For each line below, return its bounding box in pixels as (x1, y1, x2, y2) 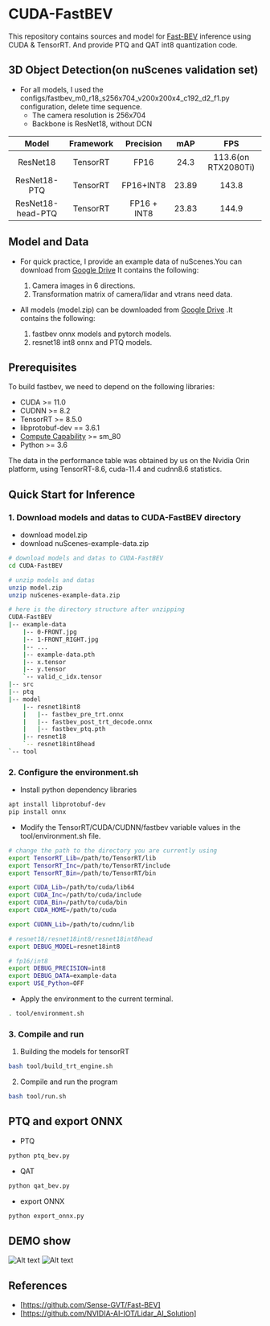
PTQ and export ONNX (8, 1115, 123, 1128)
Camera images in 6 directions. (31, 281, 136, 290)
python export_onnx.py (8, 1212, 84, 1220)
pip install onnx (8, 808, 67, 816)
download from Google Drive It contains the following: (19, 265, 199, 274)
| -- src (8, 680, 35, 688)
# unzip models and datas (8, 576, 95, 584)
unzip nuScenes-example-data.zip (8, 591, 121, 599)
